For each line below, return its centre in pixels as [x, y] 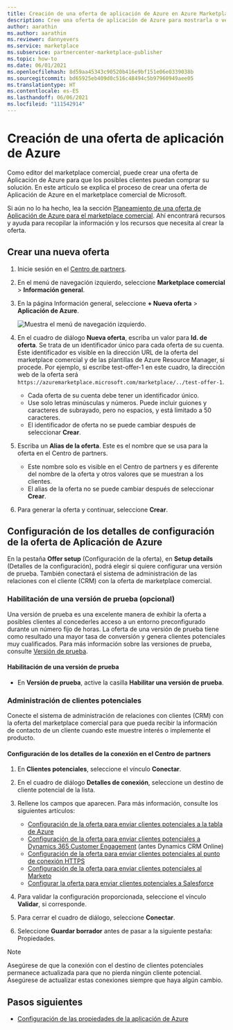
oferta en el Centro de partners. [62, 453]
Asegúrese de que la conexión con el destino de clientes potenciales [105, 965]
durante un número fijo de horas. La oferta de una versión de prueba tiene [113, 629]
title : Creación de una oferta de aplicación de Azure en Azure [102, 14]
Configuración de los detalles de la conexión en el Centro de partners [109, 753]
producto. [21, 738]
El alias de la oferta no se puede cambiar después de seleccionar [121, 489]
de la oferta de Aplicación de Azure [85, 542]
